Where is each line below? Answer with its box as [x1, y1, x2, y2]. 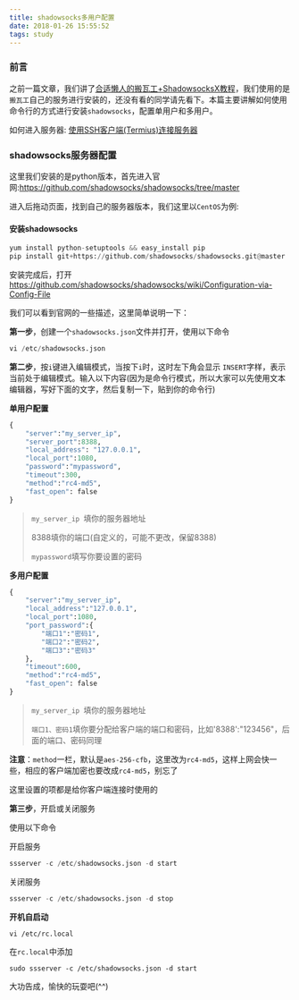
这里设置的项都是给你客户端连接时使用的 [9, 784, 158, 794]
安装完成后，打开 [9, 269, 72, 280]
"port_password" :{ [25, 621, 94, 631]
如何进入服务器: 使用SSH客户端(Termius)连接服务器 [9, 124, 198, 135]
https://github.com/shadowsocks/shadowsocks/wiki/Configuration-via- [9, 279, 273, 290]
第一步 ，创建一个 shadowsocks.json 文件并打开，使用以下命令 [9, 326, 230, 336]
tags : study [9, 30, 54, 38]
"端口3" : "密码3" [41, 646, 96, 655]
